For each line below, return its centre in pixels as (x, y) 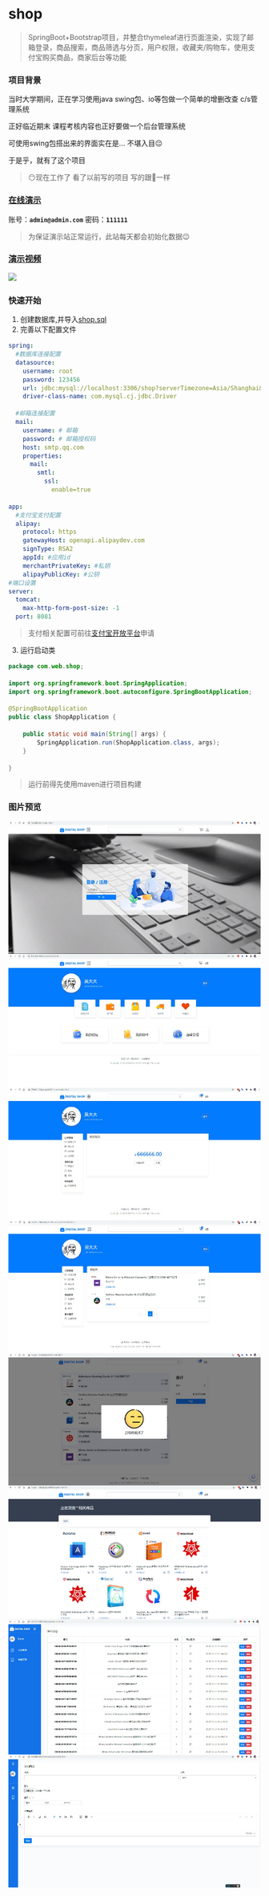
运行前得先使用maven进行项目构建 (84, 785)
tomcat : (28, 600)
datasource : (36, 362)
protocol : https (50, 532)
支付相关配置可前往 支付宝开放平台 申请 (91, 633)
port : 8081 (34, 617)
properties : (42, 456)
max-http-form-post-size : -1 (71, 608)
